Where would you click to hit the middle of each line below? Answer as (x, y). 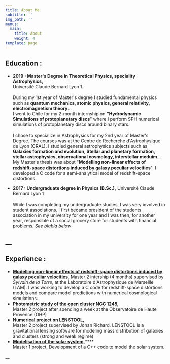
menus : (12, 24)
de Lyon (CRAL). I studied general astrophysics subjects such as (80, 146)
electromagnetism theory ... (42, 108)
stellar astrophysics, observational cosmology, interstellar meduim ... (87, 157)
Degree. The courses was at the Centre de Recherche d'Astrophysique (87, 141)
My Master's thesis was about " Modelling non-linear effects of (79, 162)
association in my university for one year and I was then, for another (84, 215)
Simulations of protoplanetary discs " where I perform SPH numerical (86, 119)
